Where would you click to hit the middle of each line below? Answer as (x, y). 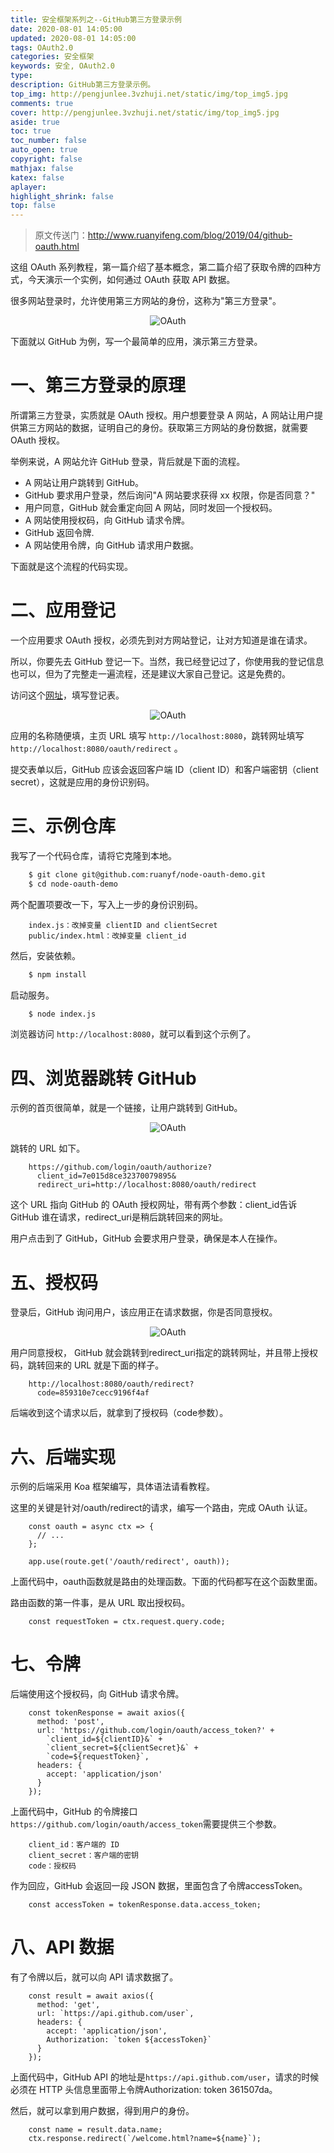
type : (21, 76)
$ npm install (57, 974)
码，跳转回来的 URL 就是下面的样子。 (87, 1365)
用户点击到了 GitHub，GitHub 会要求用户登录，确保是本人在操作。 (146, 1238)
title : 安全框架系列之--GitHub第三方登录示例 (96, 19)
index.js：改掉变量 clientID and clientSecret (123, 925)
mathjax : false (42, 168)
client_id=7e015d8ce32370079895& (106, 1176)
